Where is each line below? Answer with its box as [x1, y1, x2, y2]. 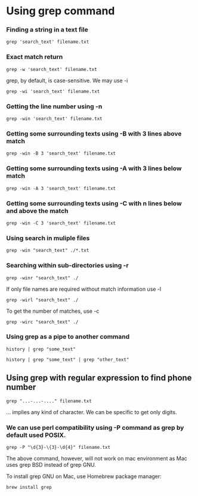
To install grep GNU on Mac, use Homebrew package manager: [6, 473, 162, 480]
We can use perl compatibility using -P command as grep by [6, 423, 184, 432]
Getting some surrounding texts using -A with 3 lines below [6, 164, 182, 172]
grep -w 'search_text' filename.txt [6, 66, 97, 72]
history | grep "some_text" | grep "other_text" [6, 356, 129, 362]
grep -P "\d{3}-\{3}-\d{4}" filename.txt [6, 444, 111, 450]
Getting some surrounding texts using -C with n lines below [6, 199, 182, 207]
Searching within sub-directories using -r [6, 261, 129, 270]
